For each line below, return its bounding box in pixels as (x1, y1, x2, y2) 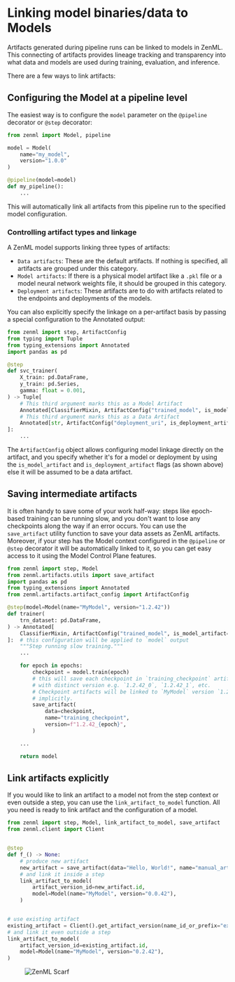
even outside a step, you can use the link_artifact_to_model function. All (7, 798, 220, 807)
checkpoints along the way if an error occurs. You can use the (7, 522, 187, 530)
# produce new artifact (20, 858, 90, 865)
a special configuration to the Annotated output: (7, 315, 145, 324)
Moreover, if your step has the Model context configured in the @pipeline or (7, 536, 226, 545)
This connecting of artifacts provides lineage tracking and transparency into (7, 51, 226, 59)
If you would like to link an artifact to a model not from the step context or (7, 791, 219, 799)
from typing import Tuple (7, 335, 83, 342)
